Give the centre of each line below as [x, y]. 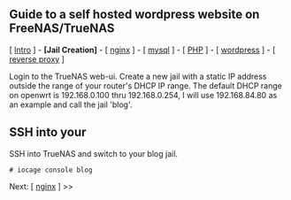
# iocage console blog [51, 170]
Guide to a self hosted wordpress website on [134, 15]
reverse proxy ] [37, 59]
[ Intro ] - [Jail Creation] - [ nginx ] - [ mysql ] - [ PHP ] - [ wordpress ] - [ [142, 50]
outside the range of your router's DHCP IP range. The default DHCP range [146, 85]
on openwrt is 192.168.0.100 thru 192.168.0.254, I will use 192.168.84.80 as [143, 95]
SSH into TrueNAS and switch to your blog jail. [94, 153]
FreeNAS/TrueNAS [62, 29]
